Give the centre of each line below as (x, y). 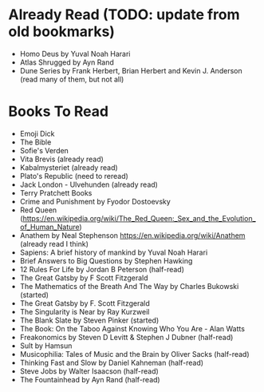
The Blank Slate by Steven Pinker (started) (89, 320)
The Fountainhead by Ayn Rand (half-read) (90, 379)
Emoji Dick (37, 133)
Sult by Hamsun (46, 346)
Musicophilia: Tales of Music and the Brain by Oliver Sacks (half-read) (134, 354)
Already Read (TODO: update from (124, 15)
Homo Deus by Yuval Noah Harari (75, 53)
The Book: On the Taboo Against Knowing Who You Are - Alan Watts (132, 328)
